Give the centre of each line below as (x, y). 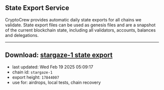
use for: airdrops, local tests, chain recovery (56, 82)
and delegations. (22, 35)
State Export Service (37, 8)
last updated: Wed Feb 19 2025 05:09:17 (53, 67)
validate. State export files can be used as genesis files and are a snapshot (80, 25)
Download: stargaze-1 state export (59, 55)
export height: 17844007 (36, 77)
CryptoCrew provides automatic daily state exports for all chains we (73, 19)
